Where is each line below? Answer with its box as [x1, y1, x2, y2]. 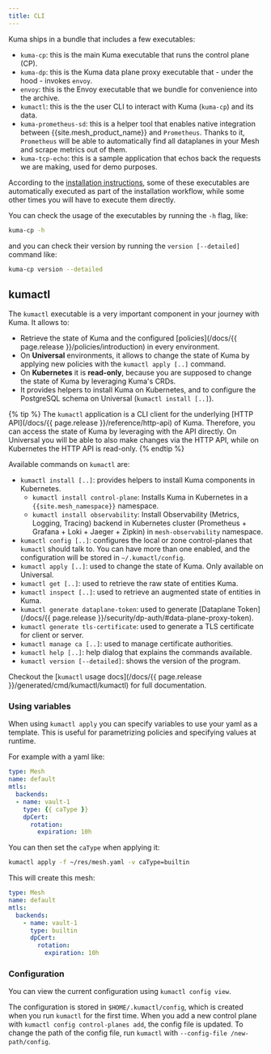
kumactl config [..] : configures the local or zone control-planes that [19, 536, 252, 546]
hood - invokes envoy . [19, 75, 93, 85]
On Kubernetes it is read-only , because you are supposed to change [19, 368, 252, 378]
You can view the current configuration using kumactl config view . [8, 987, 232, 996]
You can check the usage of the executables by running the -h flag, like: [8, 210, 248, 220]
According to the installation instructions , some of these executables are [8, 178, 250, 187]
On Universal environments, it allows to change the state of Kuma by [19, 350, 250, 361]
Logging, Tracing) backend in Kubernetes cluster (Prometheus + [32, 518, 247, 528]
